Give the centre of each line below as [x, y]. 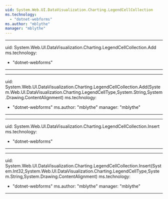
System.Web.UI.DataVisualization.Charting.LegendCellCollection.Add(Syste [83, 87]
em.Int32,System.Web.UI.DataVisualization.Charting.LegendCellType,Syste [82, 171]
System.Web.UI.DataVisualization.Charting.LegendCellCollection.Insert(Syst [83, 166]
